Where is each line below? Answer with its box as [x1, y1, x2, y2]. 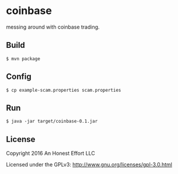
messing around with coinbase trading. [6, 23, 100, 30]
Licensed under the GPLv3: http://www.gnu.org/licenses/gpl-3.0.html [6, 161, 172, 168]
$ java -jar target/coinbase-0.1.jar [6, 119, 98, 124]
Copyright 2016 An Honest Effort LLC [6, 150, 95, 157]
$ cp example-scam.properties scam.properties [6, 87, 121, 93]
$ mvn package [6, 55, 41, 62]
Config [6, 72, 32, 82]
